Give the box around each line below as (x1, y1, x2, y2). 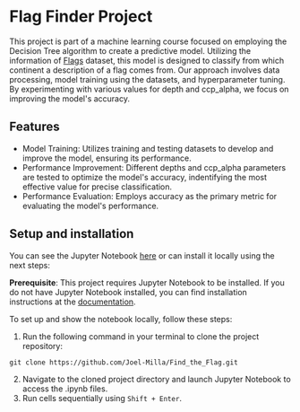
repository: (21, 340, 63, 351)
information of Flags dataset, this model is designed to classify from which (9, 55, 285, 66)
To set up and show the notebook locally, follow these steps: (9, 313, 233, 324)
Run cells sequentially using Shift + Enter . (21, 392, 182, 403)
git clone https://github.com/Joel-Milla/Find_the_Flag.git (9, 357, 239, 367)
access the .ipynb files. (21, 383, 108, 394)
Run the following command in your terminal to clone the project (21, 330, 260, 342)
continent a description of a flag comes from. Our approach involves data (9, 65, 280, 75)
